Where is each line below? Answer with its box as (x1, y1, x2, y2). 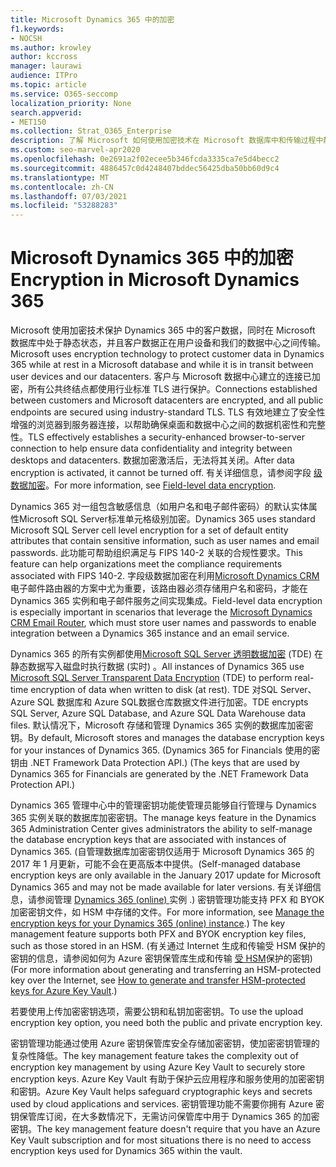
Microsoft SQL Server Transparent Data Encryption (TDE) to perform (10, 672, 293, 684)
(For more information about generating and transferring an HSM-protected (10, 964, 322, 976)
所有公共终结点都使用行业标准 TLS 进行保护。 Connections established (27, 383, 318, 395)
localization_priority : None (10, 98, 132, 108)
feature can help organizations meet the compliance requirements (10, 558, 283, 570)
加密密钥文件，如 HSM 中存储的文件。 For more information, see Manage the (10, 906, 325, 918)
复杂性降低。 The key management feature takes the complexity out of (10, 1050, 299, 1062)
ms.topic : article (10, 80, 87, 90)
